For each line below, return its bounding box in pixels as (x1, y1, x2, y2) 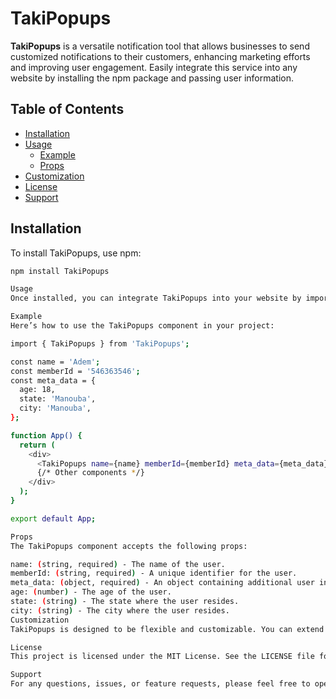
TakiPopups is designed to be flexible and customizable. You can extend (10, 624, 325, 634)
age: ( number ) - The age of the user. (10, 587, 172, 597)
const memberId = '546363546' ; (10, 366, 141, 376)
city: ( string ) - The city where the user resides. (10, 605, 230, 616)
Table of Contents (10, 101, 125, 118)
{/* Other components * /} (36, 468, 145, 478)
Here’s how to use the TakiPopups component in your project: (10, 321, 275, 331)
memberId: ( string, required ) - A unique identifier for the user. (10, 568, 298, 579)
